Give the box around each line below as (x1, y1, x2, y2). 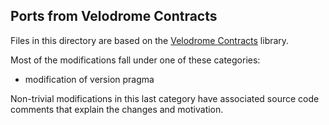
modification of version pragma (24, 73, 155, 85)
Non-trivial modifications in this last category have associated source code (10, 92, 320, 104)
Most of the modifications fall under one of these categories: (10, 54, 261, 66)
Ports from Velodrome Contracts (10, 8, 218, 25)
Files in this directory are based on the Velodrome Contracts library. (10, 34, 290, 46)
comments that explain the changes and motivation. (10, 103, 224, 115)
